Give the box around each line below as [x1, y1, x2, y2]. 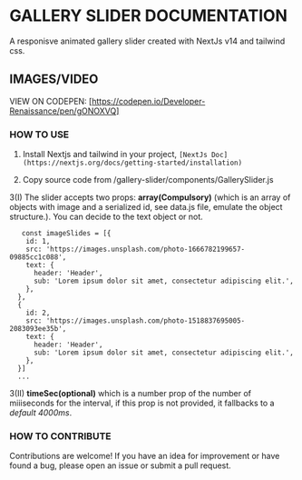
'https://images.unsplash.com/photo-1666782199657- [45, 245, 246, 255]
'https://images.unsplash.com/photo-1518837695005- [45, 316, 246, 325]
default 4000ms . [9, 407, 73, 418]
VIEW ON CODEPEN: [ [9, 95, 93, 106]
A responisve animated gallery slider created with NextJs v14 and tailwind [9, 35, 286, 46]
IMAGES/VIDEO [9, 72, 99, 87]
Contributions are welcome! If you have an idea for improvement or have [9, 451, 280, 462]
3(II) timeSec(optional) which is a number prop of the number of [9, 388, 252, 399]
